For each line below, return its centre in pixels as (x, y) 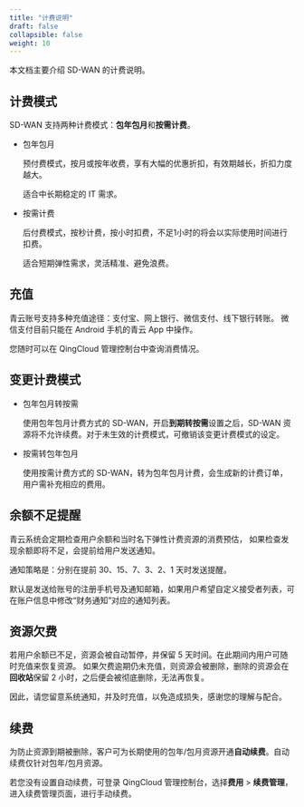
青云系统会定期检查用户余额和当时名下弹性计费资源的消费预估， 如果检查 (145, 539)
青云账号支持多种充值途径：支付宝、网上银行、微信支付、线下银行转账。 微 (149, 317)
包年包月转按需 (50, 403)
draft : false (34, 26)
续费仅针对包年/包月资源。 (59, 763)
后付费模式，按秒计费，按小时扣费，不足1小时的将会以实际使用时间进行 (155, 233)
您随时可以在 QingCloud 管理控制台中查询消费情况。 (107, 348)
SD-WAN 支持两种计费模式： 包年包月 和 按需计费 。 (102, 125)
